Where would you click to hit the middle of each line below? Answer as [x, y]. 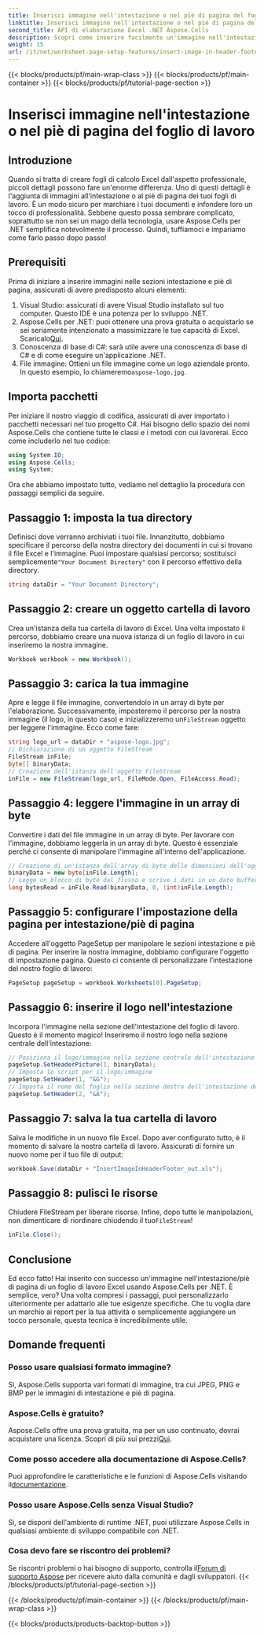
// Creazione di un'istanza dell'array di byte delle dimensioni [117, 866]
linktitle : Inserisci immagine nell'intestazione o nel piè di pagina [126, 23]
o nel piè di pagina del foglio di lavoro [132, 131]
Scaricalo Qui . [41, 338]
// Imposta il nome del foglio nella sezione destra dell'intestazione [128, 1087]
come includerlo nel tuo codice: [59, 441]
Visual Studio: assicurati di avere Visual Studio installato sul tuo [121, 305]
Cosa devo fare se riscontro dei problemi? [90, 1551]
